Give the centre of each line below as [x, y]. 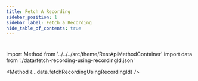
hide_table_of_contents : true [44, 28]
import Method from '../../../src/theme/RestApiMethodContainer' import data [99, 54]
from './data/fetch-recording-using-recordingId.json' [71, 60]
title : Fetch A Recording [38, 12]
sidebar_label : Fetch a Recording [49, 22]
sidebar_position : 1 [32, 17]
